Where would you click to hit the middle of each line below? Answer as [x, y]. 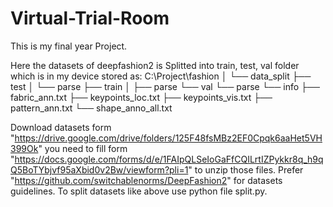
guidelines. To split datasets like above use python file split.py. [139, 191]
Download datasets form [61, 127]
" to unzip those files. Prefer [246, 169]
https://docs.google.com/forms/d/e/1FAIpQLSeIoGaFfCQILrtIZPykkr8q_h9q [169, 159]
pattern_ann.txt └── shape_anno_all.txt [91, 108]
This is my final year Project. [69, 46]
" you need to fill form [83, 148]
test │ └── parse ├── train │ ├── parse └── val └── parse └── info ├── [165, 86]
